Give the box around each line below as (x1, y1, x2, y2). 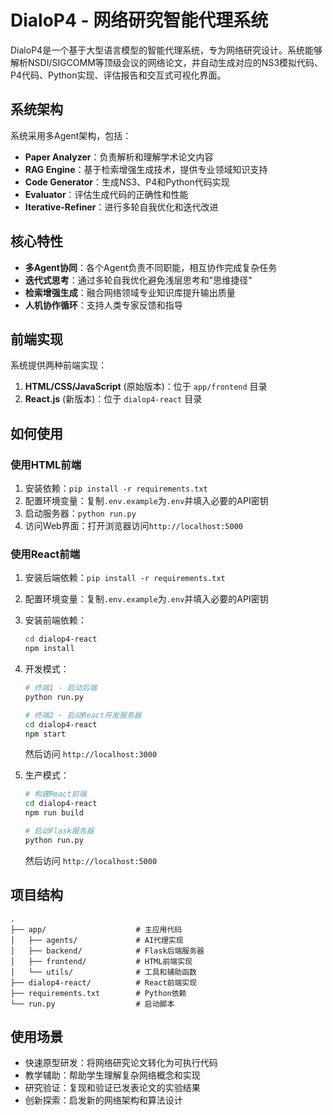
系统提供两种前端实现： (10, 359, 107, 371)
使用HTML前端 (10, 457, 82, 471)
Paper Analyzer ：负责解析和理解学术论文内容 (24, 151, 214, 163)
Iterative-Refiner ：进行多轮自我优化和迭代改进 (24, 201, 219, 213)
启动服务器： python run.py (24, 507, 137, 520)
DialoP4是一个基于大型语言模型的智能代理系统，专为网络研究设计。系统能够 (10, 44, 323, 56)
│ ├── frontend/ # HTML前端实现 (10, 956, 193, 966)
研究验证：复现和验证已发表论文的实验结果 (24, 1082, 201, 1094)
